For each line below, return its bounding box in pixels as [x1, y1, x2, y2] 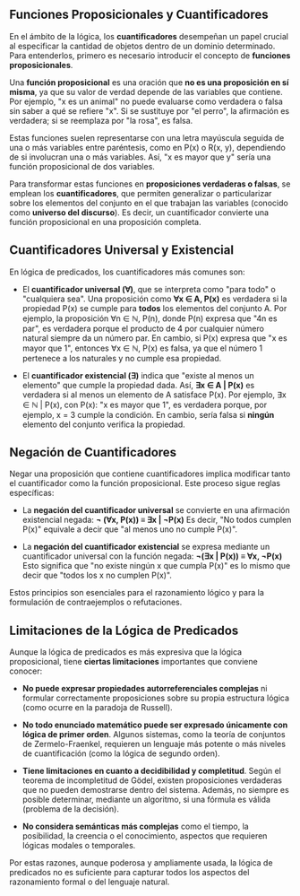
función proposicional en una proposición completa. [9, 216, 201, 227]
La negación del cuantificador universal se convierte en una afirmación [21, 505, 290, 516]
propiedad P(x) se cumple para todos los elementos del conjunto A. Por [21, 302, 287, 313]
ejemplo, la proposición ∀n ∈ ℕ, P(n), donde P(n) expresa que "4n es [21, 313, 278, 324]
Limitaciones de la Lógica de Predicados [9, 622, 239, 638]
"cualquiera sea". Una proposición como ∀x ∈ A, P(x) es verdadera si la [21, 293, 287, 304]
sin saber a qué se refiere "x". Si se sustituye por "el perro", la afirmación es [9, 105, 289, 116]
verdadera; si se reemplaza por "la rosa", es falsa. [9, 115, 193, 126]
